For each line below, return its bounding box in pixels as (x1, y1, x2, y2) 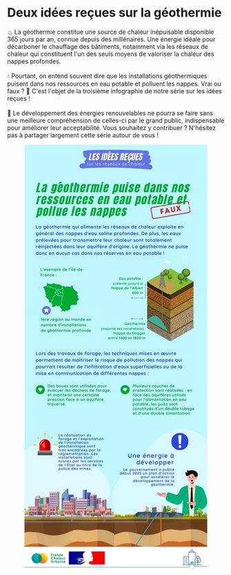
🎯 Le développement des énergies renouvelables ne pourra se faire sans (7, 109, 214, 117)
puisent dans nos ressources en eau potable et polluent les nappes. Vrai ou (7, 79, 222, 88)
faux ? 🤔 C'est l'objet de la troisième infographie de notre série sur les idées (7, 86, 223, 95)
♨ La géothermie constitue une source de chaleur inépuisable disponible (7, 28, 214, 36)
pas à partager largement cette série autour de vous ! (7, 131, 159, 139)
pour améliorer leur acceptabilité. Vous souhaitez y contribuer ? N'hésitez (7, 123, 216, 132)
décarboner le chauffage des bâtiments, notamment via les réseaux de (7, 42, 208, 50)
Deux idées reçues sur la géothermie (7, 5, 222, 21)
